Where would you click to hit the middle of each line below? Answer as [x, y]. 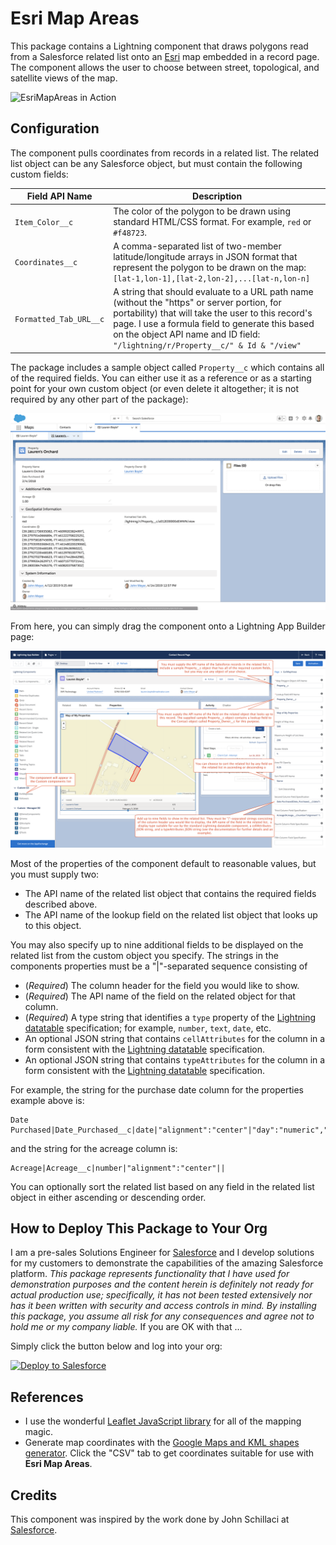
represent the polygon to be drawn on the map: [210, 267]
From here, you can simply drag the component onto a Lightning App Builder [168, 626]
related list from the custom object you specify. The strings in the [144, 955]
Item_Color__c [44, 222]
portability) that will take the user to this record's [213, 313]
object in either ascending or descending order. [108, 1197]
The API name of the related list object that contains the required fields [170, 893]
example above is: [47, 1100]
